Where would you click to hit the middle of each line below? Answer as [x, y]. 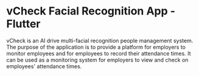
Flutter [23, 24]
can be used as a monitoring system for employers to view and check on [97, 60]
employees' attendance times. [44, 66]
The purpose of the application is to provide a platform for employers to [96, 47]
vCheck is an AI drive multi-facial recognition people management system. [100, 40]
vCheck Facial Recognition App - [91, 11]
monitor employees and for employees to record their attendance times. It [99, 53]
